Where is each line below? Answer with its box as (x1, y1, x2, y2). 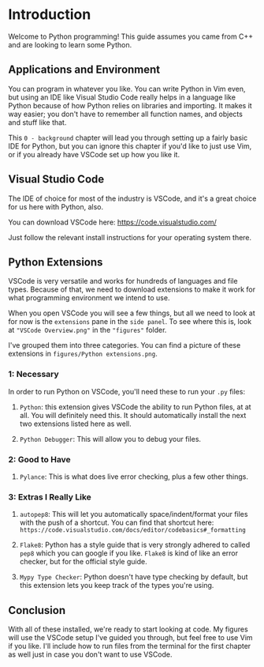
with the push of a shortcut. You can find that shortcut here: (19, 518, 214, 527)
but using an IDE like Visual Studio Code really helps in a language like (8, 92, 236, 102)
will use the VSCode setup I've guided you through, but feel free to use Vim (8, 633, 254, 643)
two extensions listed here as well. (19, 419, 132, 428)
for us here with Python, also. (8, 202, 104, 211)
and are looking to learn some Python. (8, 40, 132, 49)
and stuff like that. (8, 117, 67, 127)
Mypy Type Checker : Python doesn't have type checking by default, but (19, 572, 248, 582)
